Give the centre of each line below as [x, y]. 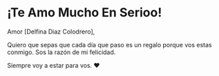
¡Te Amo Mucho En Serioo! [85, 13]
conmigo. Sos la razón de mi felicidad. [61, 52]
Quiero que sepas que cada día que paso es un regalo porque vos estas [109, 45]
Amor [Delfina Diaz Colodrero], [51, 31]
